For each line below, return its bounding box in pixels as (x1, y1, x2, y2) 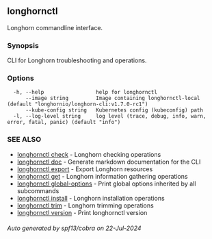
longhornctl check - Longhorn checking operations (16, 150, 161, 158)
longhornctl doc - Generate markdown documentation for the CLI (16, 158, 201, 166)
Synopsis (7, 40, 39, 50)
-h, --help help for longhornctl (13, 89, 157, 96)
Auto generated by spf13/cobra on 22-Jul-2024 (7, 224, 142, 232)
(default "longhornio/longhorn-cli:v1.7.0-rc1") (7, 101, 148, 108)
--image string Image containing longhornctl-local (25, 95, 200, 102)
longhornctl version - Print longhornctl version (16, 208, 148, 216)
